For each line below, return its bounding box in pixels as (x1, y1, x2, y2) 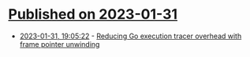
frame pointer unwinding (19, 39, 100, 48)
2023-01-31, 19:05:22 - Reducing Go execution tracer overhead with (19, 31, 242, 41)
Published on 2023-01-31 (8, 5, 178, 23)
